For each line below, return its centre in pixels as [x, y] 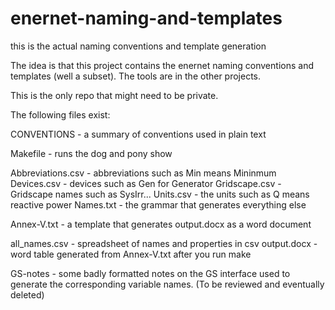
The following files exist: [60, 114]
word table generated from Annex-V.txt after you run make [131, 254]
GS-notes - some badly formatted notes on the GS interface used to [150, 273]
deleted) [27, 294]
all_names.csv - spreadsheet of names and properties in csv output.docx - [164, 243]
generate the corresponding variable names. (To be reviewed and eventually [167, 284]
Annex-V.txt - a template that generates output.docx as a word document [161, 224]
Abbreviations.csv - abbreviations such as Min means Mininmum [143, 173]
